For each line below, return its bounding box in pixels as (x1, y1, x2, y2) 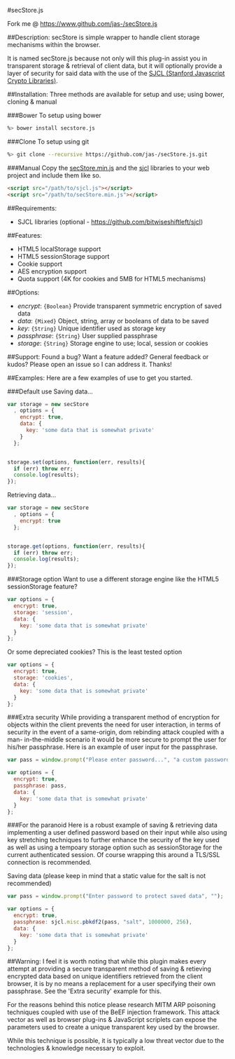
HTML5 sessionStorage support (17, 252, 110, 260)
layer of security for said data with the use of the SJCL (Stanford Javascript (7, 69, 225, 77)
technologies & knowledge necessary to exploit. (7, 1044, 145, 1053)
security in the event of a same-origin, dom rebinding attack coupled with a (7, 728, 225, 736)
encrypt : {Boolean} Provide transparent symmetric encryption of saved (17, 302, 222, 310)
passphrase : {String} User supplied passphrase (17, 331, 158, 339)
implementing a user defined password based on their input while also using (7, 828, 227, 837)
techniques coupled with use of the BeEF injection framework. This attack (7, 1008, 220, 1016)
